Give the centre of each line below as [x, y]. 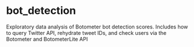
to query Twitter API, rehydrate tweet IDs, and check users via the [86, 32]
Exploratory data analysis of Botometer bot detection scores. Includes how [97, 27]
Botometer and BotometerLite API [47, 39]
